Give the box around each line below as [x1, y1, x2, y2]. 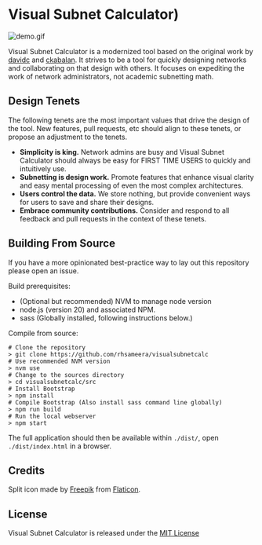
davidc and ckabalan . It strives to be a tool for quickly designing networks [8, 55, 247, 64]
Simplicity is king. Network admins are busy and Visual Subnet [19, 147, 225, 156]
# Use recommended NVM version [8, 357, 111, 365]
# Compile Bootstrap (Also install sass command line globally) [8, 398, 223, 406]
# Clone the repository [8, 343, 86, 351]
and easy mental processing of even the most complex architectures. [19, 181, 244, 190]
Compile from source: [8, 328, 78, 338]
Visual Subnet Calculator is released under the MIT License [8, 529, 200, 538]
